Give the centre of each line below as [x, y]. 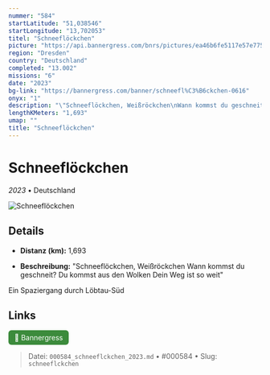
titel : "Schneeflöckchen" [51, 38]
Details [26, 231]
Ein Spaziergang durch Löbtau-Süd [66, 290]
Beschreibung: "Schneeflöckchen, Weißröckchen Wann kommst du [132, 266]
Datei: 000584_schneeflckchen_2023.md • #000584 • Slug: [123, 356]
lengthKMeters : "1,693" [48, 113]
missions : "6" [32, 76]
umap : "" [23, 121]
